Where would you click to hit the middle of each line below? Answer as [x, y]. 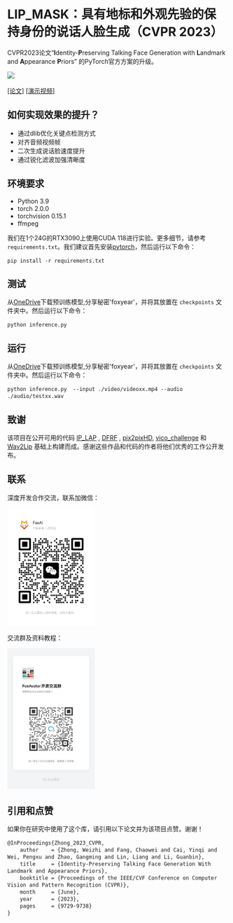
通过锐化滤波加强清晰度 [51, 159]
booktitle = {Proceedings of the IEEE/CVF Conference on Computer [119, 878]
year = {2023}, [50, 899]
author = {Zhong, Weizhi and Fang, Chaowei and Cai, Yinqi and [119, 850]
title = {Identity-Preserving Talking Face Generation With [115, 864]
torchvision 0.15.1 [42, 216]
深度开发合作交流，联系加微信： [53, 498]
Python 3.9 [33, 201]
